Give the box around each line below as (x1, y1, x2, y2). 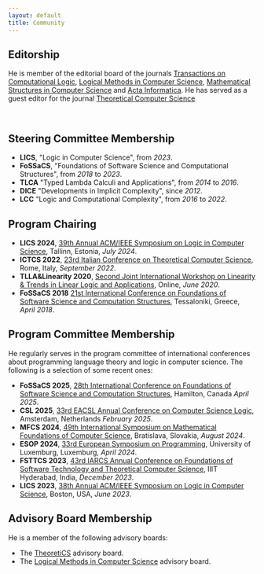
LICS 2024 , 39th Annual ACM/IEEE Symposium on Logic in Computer (19, 237, 245, 248)
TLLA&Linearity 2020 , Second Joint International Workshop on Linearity (19, 271, 256, 281)
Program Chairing (8, 217, 97, 230)
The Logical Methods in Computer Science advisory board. (19, 556, 211, 566)
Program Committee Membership (8, 328, 175, 341)
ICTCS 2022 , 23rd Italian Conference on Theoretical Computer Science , (19, 255, 254, 264)
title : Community (8, 19, 65, 27)
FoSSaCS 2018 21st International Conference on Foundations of (19, 288, 226, 297)
